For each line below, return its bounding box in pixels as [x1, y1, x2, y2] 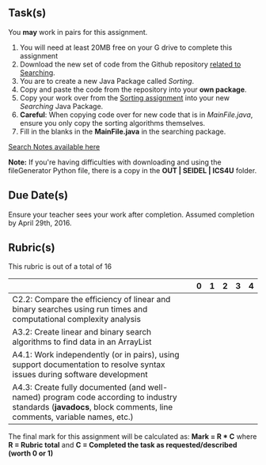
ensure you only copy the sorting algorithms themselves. [19, 118, 206, 127]
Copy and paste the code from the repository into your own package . [19, 85, 247, 94]
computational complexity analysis [12, 314, 141, 325]
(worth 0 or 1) [8, 448, 54, 458]
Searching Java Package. [19, 101, 104, 111]
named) [12, 391, 41, 403]
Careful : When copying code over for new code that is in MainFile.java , [19, 110, 253, 119]
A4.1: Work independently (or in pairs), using [12, 350, 180, 361]
